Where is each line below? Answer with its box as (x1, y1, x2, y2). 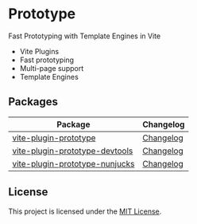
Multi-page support (19, 63, 84, 73)
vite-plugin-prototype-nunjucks (12, 158, 135, 169)
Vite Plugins (19, 46, 60, 56)
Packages (8, 95, 58, 108)
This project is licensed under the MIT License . (8, 206, 162, 216)
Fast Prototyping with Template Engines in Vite (8, 31, 161, 41)
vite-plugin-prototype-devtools (12, 145, 133, 156)
